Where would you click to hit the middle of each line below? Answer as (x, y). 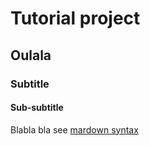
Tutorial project (75, 18)
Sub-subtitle (37, 108)
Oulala (31, 55)
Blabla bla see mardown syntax (74, 129)
